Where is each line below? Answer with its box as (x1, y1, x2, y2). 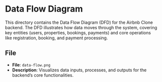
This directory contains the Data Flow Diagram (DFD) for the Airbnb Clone (5, 19, 153, 25)
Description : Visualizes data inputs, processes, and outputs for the (12, 67, 147, 73)
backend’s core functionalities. (12, 72, 74, 78)
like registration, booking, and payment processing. (5, 35, 108, 41)
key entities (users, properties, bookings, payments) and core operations (5, 30, 151, 35)
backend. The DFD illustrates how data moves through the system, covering (5, 24, 157, 30)
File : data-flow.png (12, 62, 51, 67)
